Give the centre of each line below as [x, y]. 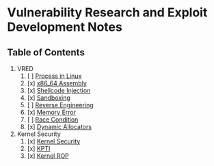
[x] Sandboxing [49, 98]
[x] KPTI [39, 149]
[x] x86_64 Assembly [57, 83]
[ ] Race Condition [53, 120]
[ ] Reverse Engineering [60, 105]
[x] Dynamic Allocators [59, 127]
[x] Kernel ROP [48, 156]
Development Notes [65, 27]
